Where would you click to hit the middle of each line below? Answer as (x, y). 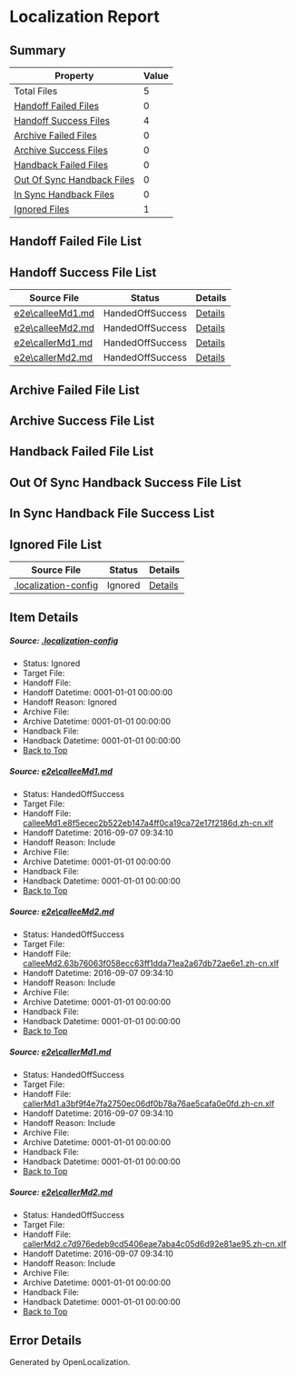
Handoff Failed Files (57, 106)
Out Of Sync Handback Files (74, 179)
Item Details (44, 618)
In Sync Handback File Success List (112, 514)
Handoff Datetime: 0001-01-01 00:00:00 (98, 693)
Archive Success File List (82, 420)
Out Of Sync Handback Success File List (126, 482)
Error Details (45, 1340)
